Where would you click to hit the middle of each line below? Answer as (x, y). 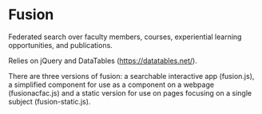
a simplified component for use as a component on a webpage (111, 85)
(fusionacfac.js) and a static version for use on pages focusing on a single (130, 92)
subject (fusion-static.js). (50, 101)
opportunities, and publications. (61, 45)
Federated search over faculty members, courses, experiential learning (125, 37)
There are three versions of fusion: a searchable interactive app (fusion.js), (131, 76)
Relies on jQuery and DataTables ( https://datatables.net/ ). (103, 61)
